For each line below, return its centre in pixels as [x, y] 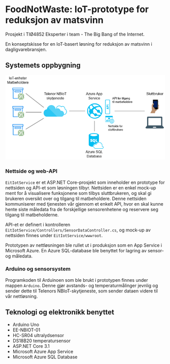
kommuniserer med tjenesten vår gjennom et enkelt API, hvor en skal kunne [84, 204]
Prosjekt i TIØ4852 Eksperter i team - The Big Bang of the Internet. [75, 34]
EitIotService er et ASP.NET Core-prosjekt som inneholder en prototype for [85, 182]
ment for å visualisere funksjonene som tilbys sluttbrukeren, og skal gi [78, 193]
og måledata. [19, 256]
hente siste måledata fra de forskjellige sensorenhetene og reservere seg [82, 209]
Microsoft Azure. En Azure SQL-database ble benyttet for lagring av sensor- [84, 250]
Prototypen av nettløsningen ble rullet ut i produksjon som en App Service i [84, 245]
